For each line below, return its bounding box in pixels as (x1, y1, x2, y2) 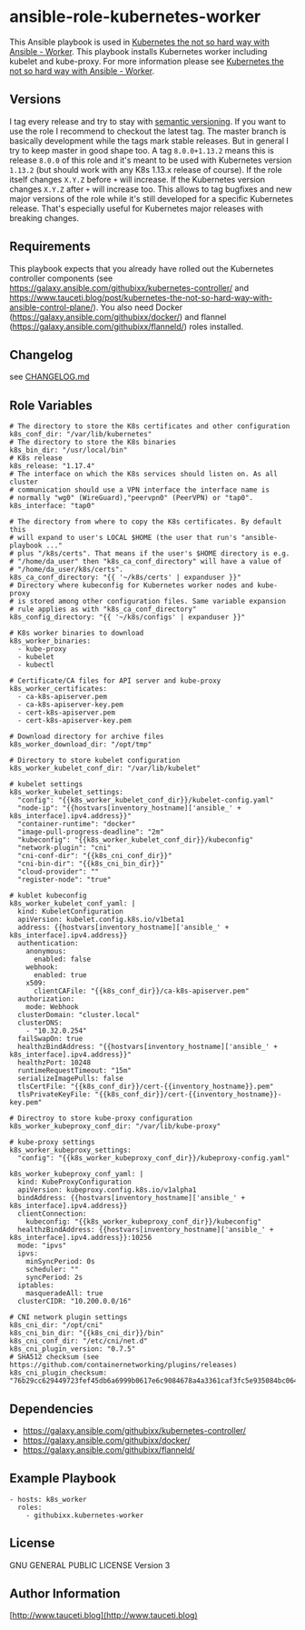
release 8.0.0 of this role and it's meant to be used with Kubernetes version (9, 155, 292, 165)
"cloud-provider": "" (17, 867, 100, 876)
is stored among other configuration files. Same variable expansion (17, 597, 286, 606)
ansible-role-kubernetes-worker (9, 6, 261, 27)
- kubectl (17, 661, 54, 670)
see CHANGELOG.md (9, 371, 90, 383)
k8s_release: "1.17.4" (9, 462, 95, 471)
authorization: (17, 995, 75, 1004)
